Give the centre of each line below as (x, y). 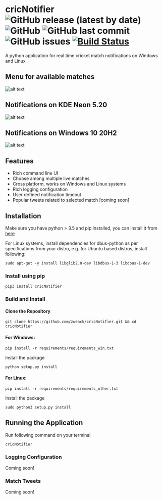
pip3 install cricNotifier (34, 287)
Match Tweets (23, 481)
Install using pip (25, 276)
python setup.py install (31, 367)
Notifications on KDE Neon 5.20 (56, 105)
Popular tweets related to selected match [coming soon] (71, 200)
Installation (23, 216)
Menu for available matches (50, 77)
